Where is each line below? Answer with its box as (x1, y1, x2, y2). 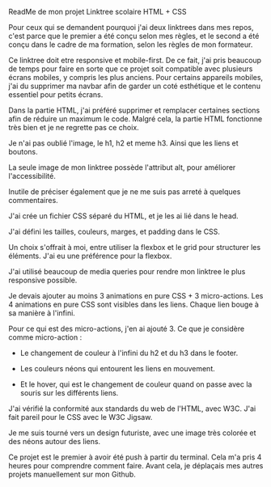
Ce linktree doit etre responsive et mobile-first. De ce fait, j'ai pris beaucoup (8, 56, 261, 65)
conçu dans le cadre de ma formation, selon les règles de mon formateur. (8, 40, 253, 49)
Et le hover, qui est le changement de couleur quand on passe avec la (19, 379, 252, 389)
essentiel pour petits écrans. (8, 90, 104, 100)
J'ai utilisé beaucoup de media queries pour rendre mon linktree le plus (8, 267, 246, 276)
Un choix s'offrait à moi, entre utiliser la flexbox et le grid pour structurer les (8, 243, 261, 252)
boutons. (8, 147, 38, 156)
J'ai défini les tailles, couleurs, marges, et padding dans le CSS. (8, 227, 221, 236)
